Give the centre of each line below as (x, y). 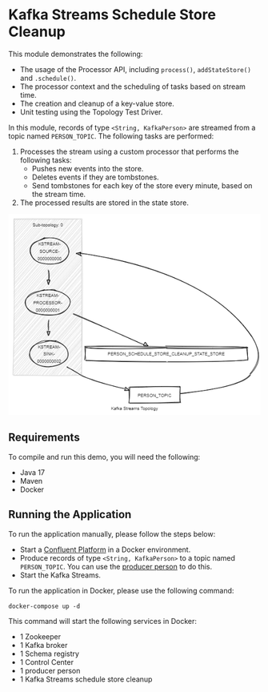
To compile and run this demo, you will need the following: (104, 457)
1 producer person (50, 670)
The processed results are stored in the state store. (104, 203)
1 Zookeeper (40, 636)
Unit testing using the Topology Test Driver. (91, 112)
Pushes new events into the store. (88, 168)
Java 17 (32, 472)
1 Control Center (47, 662)
